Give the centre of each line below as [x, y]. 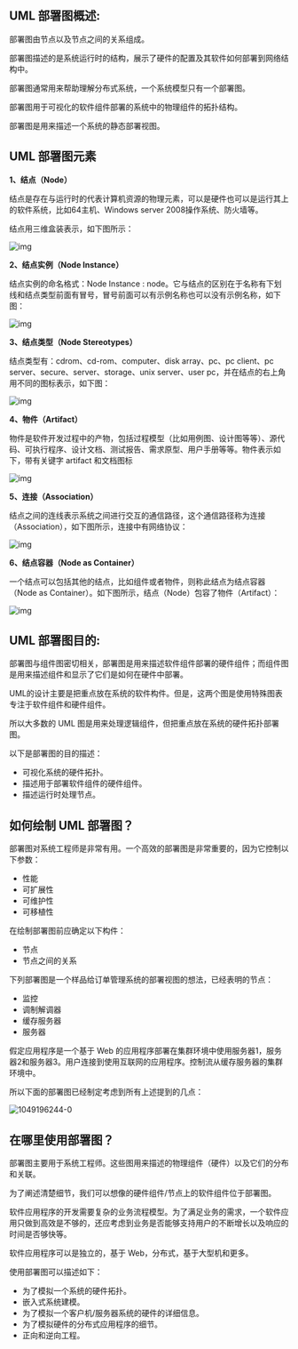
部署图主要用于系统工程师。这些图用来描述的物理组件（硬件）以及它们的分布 [149, 1163]
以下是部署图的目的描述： [56, 753]
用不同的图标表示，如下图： [60, 383]
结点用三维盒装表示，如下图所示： [71, 229]
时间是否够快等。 [40, 1234]
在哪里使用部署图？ [62, 1140]
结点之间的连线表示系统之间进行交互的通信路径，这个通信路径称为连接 [137, 515]
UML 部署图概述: [55, 16]
